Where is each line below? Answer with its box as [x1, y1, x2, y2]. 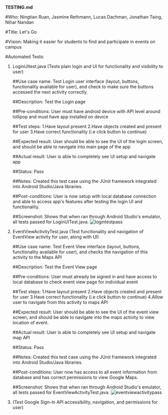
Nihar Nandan [5, 20, 34, 25]
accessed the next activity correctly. [12, 89, 88, 95]
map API [12, 335, 30, 340]
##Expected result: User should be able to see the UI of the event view [12, 309, 159, 315]
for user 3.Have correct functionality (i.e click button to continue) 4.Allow [12, 294, 163, 300]
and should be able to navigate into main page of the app [12, 144, 131, 150]
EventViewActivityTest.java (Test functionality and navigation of [12, 229, 144, 234]
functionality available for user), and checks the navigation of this [12, 249, 148, 255]
